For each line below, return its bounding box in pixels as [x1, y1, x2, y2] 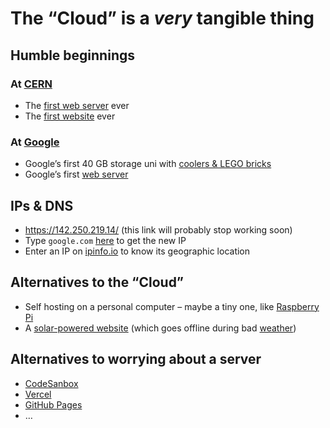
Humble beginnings [10, 47, 135, 64]
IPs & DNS [10, 197, 74, 214]
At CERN [10, 77, 53, 91]
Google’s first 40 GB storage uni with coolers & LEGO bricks [24, 158, 272, 170]
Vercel [24, 388, 52, 400]
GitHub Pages [24, 398, 83, 411]
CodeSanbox [24, 377, 79, 389]
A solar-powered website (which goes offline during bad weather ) [24, 322, 297, 334]
